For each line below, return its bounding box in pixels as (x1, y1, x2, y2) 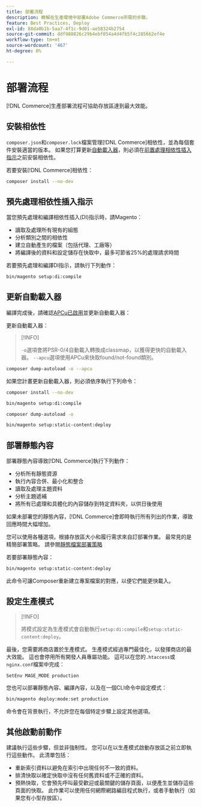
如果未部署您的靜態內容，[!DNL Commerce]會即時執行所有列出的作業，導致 (6, 513, 193, 521)
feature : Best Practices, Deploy (6, 20, 90, 26)
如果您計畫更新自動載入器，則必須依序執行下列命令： (6, 377, 138, 385)
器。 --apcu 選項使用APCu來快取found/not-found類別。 (20, 353, 157, 361)
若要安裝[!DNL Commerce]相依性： (6, 166, 94, 173)
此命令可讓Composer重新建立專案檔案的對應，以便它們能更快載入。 (6, 577, 174, 584)
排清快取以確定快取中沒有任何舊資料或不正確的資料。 (14, 771, 147, 779)
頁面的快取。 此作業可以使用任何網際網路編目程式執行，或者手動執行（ (14, 787, 190, 794)
